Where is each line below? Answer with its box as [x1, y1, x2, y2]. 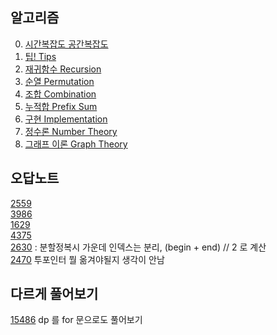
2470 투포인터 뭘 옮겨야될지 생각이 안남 [10, 253, 165, 265]
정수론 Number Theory [24, 125, 118, 137]
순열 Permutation [24, 75, 95, 87]
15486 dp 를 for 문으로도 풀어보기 [10, 314, 143, 326]
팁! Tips [24, 50, 57, 62]
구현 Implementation [24, 113, 108, 125]
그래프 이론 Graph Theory [24, 138, 128, 150]
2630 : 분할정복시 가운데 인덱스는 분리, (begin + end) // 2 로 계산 [10, 241, 267, 253]
